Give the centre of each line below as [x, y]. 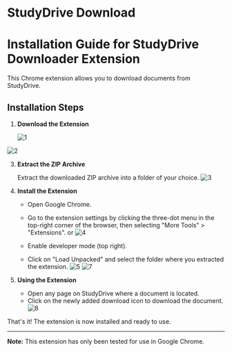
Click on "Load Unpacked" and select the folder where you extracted [126, 259]
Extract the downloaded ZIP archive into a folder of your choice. [108, 177]
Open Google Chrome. [59, 204]
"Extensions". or [50, 232]
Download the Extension [53, 124]
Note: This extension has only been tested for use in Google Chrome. [106, 341]
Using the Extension [47, 280]
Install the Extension [47, 191]
